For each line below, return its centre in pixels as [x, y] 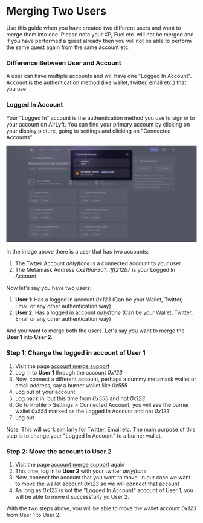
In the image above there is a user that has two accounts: [78, 252]
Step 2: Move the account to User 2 [59, 451]
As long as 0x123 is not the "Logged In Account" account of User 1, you [104, 490]
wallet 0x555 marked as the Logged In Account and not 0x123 [92, 411]
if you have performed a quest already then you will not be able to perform [99, 41]
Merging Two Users [56, 11]
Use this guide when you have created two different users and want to [94, 28]
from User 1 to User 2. [34, 515]
